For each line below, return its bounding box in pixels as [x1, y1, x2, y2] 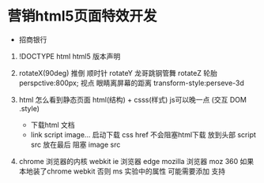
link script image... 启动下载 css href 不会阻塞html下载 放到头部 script [30, 129, 256, 139]
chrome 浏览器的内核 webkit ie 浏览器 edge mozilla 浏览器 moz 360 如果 [18, 156, 255, 166]
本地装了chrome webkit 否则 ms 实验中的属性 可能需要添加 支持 [18, 166, 226, 176]
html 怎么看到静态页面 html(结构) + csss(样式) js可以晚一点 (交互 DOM [18, 95, 247, 104]
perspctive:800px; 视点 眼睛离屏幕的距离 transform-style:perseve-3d [18, 78, 244, 88]
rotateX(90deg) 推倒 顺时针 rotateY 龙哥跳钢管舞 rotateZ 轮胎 [18, 68, 218, 77]
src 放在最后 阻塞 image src [30, 140, 121, 149]
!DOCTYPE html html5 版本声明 [18, 51, 121, 61]
